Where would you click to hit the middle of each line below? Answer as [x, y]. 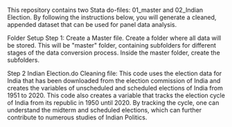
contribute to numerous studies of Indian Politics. [77, 117]
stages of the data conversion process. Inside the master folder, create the [114, 52]
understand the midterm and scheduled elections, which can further [105, 110]
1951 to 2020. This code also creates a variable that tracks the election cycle [116, 95]
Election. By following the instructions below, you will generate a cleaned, [112, 17]
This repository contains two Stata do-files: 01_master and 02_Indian [105, 10]
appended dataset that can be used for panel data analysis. [92, 25]
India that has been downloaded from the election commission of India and [114, 81]
